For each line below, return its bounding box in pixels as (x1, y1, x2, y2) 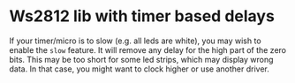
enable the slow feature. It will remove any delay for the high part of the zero (9, 44, 287, 55)
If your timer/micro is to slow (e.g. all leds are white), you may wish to (9, 35, 262, 46)
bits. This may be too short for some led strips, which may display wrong (9, 54, 274, 64)
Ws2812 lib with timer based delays (9, 6, 276, 26)
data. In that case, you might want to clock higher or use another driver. (9, 64, 269, 74)
